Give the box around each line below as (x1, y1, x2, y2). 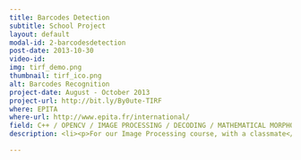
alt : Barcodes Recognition (9, 80, 110, 88)
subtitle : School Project (9, 21, 106, 30)
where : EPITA (9, 105, 58, 114)
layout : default (9, 29, 70, 38)
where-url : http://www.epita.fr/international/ (9, 113, 191, 122)
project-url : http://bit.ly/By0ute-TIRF (9, 96, 163, 105)
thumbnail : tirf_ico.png (9, 72, 102, 80)
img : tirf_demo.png (9, 63, 82, 72)
